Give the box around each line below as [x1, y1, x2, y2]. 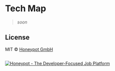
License [5, 33, 30, 42]
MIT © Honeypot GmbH [5, 46, 53, 52]
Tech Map [5, 3, 46, 14]
